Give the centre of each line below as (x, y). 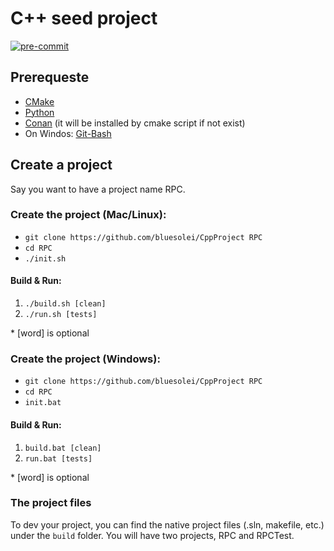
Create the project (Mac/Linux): (88, 215)
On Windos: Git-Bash (68, 133)
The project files (51, 503)
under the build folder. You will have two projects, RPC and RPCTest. (152, 535)
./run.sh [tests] (61, 315)
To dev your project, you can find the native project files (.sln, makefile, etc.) (167, 524)
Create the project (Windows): (85, 359)
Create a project (61, 165)
